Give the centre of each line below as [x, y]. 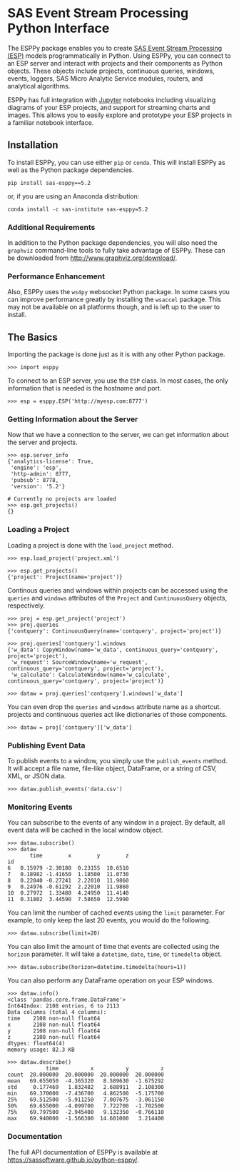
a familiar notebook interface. [51, 122]
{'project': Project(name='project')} [65, 577]
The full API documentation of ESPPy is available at [83, 1152]
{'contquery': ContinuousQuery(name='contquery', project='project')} [115, 631]
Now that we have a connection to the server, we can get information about [118, 435]
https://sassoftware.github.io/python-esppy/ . [73, 1160]
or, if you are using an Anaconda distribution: [73, 196]
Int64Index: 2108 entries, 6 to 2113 [63, 1006]
